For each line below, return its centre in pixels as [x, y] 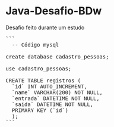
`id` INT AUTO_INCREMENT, [49, 86]
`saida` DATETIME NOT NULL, [53, 104]
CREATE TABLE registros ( [43, 80]
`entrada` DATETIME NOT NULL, [56, 98]
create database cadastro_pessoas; [57, 57]
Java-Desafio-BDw [54, 11]
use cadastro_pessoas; [39, 69]
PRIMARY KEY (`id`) [40, 110]
